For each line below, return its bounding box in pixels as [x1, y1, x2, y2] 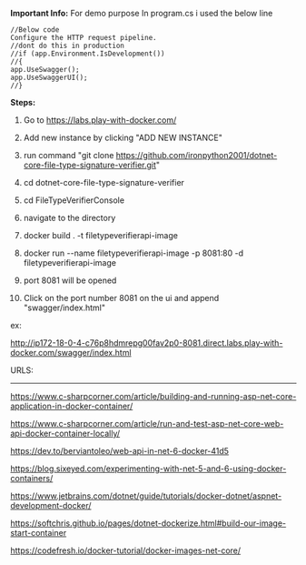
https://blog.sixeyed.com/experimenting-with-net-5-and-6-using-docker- [10, 463, 287, 474]
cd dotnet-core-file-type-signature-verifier [23, 177, 185, 187]
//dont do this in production [10, 41, 125, 50]
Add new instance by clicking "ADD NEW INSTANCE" [23, 132, 223, 143]
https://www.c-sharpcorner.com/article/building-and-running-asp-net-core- [10, 391, 297, 401]
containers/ [10, 473, 54, 483]
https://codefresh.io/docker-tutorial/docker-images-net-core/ [10, 545, 242, 556]
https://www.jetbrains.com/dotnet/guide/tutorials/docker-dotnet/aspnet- [10, 490, 282, 501]
